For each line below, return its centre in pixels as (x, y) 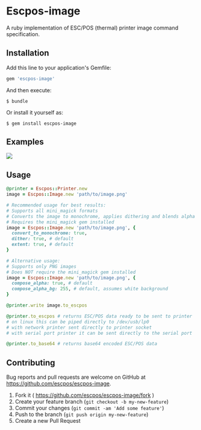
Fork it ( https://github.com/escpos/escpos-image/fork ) (85, 395)
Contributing (31, 363)
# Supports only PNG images (42, 266)
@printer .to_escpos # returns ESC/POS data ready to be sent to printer (99, 316)
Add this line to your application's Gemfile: (59, 67)
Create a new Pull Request (48, 421)
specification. (23, 34)
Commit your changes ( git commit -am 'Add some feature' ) (89, 408)
